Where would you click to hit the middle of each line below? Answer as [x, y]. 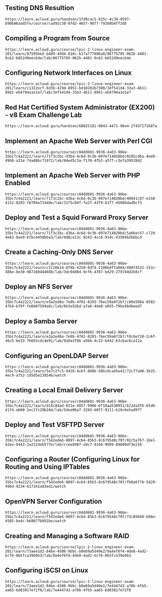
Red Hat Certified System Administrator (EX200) [80, 107]
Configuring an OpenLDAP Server [57, 356]
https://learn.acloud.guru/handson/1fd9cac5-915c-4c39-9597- [68, 19]
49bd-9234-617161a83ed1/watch [36, 487]
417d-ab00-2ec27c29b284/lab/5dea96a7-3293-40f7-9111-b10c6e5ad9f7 [73, 410]
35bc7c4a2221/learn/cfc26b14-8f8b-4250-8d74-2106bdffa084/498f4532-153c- [81, 267]
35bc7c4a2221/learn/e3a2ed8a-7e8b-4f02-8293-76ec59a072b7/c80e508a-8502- [81, 302]
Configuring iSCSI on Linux [47, 571]
